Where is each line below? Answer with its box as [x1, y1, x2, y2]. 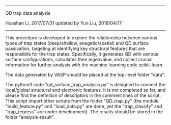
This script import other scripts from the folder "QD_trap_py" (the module [5, 98, 159, 104]
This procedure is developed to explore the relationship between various [5, 35, 158, 41]
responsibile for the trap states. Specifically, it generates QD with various [5, 51, 159, 57]
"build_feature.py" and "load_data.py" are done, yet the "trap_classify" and [5, 103, 162, 109]
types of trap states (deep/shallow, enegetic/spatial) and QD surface [5, 40, 149, 46]
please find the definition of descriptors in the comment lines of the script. [5, 92, 161, 98]
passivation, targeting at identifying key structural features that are [5, 45, 145, 52]
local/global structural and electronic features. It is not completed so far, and [5, 87, 166, 93]
